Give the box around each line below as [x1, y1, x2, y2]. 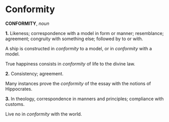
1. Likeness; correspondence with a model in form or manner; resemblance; [5, 30, 164, 36]
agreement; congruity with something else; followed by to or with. [5, 36, 144, 42]
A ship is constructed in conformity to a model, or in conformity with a [5, 45, 152, 51]
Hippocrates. [5, 85, 33, 92]
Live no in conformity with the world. [5, 111, 82, 117]
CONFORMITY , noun [5, 20, 49, 26]
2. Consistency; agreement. [5, 70, 64, 77]
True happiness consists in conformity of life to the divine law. [5, 60, 135, 67]
